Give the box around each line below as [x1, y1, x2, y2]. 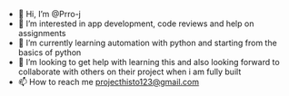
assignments [17, 28, 66, 38]
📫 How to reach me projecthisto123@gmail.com [17, 77, 200, 87]
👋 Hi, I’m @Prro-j [17, 9, 82, 19]
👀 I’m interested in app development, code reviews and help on [17, 18, 254, 29]
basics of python [17, 47, 82, 58]
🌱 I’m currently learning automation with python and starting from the [17, 37, 277, 48]
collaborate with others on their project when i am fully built [17, 66, 242, 77]
